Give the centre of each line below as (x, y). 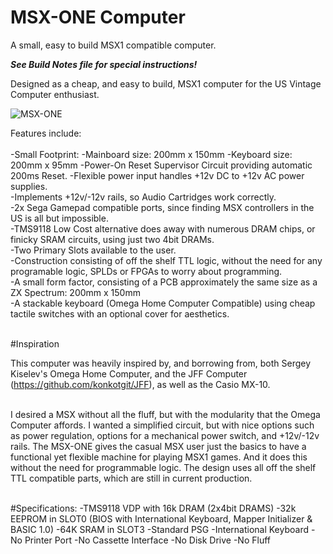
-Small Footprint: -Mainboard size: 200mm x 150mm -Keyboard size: (151, 154)
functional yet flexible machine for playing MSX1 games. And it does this (159, 457)
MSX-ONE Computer (98, 17)
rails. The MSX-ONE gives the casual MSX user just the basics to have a (158, 446)
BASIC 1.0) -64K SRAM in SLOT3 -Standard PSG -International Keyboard (159, 529)
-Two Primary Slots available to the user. (93, 250)
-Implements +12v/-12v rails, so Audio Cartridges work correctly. (143, 197)
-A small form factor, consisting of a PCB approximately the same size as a (164, 282)
